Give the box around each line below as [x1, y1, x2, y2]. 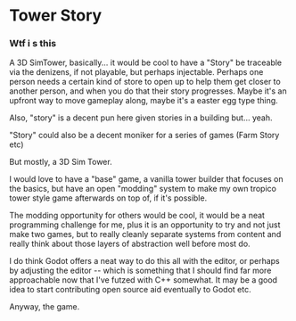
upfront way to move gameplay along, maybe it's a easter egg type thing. [9, 95, 278, 106]
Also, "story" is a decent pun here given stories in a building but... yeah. [9, 112, 273, 123]
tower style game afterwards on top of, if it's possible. [9, 193, 208, 203]
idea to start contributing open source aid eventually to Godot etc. [9, 284, 251, 295]
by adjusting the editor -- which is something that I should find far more [9, 265, 272, 276]
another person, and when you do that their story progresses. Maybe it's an [9, 86, 287, 96]
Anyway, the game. [9, 301, 80, 312]
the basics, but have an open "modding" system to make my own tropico [9, 184, 276, 194]
